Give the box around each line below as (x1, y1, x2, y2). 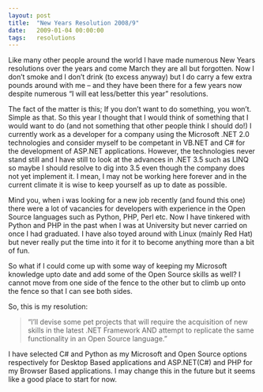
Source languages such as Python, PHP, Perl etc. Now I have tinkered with (8, 212, 250, 222)
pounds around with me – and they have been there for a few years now (8, 81, 242, 90)
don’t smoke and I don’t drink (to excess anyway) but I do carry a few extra (8, 72, 253, 82)
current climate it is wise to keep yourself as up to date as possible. (8, 180, 227, 190)
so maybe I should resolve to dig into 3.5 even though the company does (8, 163, 246, 173)
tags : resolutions (8, 33, 77, 42)
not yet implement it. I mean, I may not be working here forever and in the (8, 172, 247, 181)
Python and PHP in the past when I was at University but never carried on (8, 221, 247, 230)
